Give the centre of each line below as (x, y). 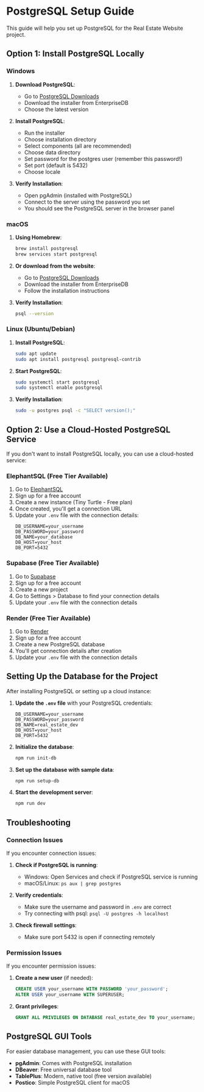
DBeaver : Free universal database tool (63, 1069)
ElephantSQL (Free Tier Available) (57, 476)
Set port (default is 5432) (56, 165)
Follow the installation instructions (67, 290)
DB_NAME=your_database (44, 537)
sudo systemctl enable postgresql (59, 388)
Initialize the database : (44, 747)
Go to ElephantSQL (39, 490)
